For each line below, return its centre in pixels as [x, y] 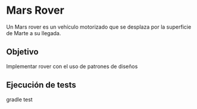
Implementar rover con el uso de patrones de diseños [72, 66]
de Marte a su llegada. [34, 33]
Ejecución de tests [41, 85]
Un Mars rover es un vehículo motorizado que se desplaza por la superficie [99, 27]
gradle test [19, 99]
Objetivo [22, 52]
